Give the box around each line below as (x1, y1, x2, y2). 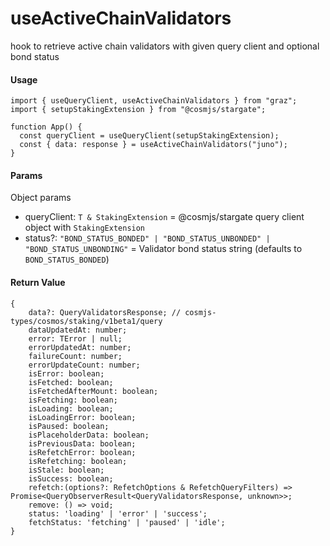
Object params (10, 192, 72, 204)
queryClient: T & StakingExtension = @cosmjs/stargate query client (24, 211, 305, 223)
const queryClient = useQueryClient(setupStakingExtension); (19, 131, 280, 141)
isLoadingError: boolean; (28, 412, 137, 422)
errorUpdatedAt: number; (28, 342, 132, 352)
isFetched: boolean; (28, 377, 114, 387)
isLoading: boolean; (28, 403, 114, 414)
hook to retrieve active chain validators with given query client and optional (10, 40, 320, 52)
